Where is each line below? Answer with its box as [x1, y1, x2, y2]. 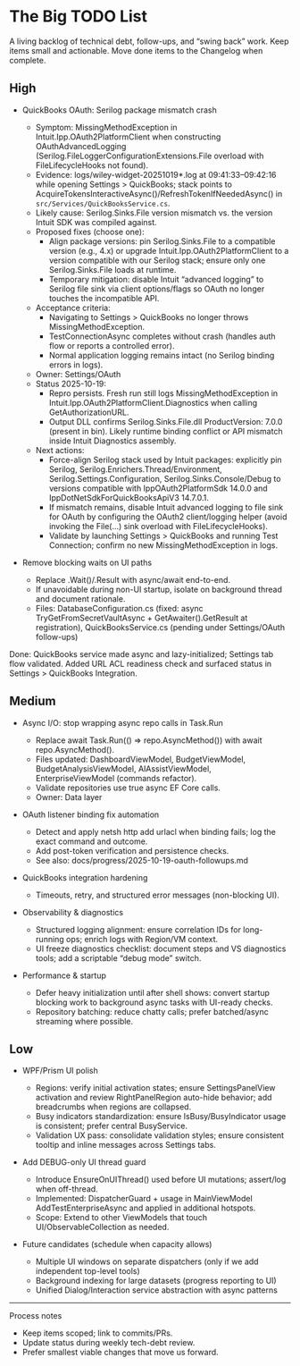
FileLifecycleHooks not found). [35, 159, 149, 171]
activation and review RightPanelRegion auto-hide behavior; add [35, 1092, 272, 1103]
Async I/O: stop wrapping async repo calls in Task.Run [21, 717, 223, 728]
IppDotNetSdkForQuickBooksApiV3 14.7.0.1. [48, 492, 210, 502]
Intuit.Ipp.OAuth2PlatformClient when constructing [35, 131, 221, 142]
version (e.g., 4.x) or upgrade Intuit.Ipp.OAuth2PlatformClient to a [48, 245, 289, 256]
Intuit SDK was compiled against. [35, 216, 158, 227]
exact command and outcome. [35, 836, 148, 847]
